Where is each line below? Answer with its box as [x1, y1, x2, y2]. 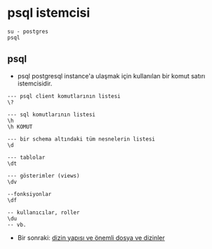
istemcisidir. [17, 79, 53, 87]
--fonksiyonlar [7, 190, 52, 197]
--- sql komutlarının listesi [7, 111, 96, 118]
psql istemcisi [7, 5, 91, 21]
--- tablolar [7, 154, 46, 161]
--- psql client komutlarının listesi [7, 92, 121, 99]
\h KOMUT [7, 123, 33, 130]
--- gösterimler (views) [7, 172, 80, 179]
